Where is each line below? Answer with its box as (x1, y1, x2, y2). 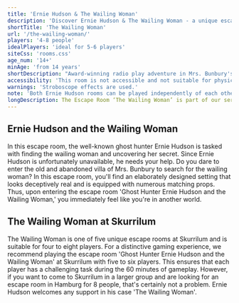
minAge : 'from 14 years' (7, 63, 81, 71)
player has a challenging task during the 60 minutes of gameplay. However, (7, 265, 228, 273)
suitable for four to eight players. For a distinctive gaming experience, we (7, 242, 222, 250)
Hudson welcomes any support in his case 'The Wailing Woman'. (7, 287, 197, 296)
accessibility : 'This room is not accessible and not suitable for (7, 76, 212, 84)
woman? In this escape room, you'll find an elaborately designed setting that (7, 172, 231, 180)
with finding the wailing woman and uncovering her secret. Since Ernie (7, 149, 215, 158)
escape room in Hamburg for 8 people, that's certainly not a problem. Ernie (7, 279, 228, 289)
